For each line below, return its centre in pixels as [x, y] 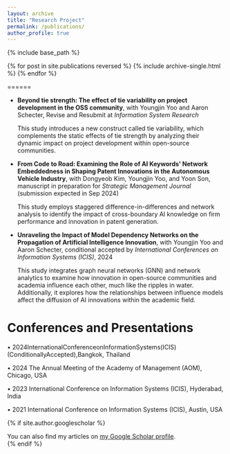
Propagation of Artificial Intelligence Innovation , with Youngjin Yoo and [120, 243]
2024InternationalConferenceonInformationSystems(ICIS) [94, 347]
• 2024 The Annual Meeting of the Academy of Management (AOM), [105, 368]
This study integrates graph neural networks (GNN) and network [109, 270]
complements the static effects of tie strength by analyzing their [108, 136]
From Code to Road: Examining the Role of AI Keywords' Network [113, 164]
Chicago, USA [27, 376]
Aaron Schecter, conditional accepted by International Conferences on [118, 250]
